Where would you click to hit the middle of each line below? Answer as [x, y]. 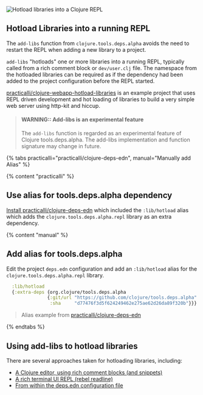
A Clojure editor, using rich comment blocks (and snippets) [89, 372]
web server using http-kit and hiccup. [53, 105]
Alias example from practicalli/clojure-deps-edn [81, 315]
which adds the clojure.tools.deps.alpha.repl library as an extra [89, 216]
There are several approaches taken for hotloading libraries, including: [94, 360]
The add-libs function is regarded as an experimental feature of [101, 133]
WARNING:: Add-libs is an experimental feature [82, 119]
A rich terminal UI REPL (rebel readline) [64, 379]
